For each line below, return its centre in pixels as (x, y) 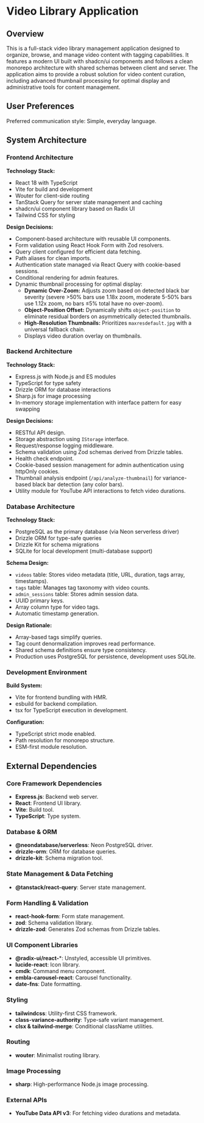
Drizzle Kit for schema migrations (57, 545)
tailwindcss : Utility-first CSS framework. (66, 1013)
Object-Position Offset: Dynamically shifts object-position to (102, 310)
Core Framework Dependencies (54, 783)
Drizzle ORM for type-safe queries (58, 538)
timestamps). (32, 581)
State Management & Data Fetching (60, 874)
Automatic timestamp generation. (57, 614)
